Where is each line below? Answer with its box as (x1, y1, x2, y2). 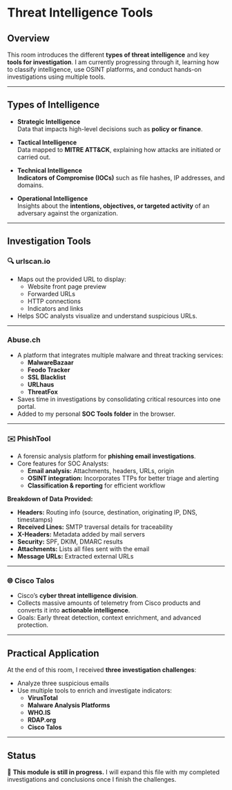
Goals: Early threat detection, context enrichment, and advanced (17, 613, 202, 622)
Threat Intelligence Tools (7, 5, 153, 21)
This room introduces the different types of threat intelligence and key (7, 50, 209, 59)
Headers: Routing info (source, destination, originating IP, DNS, (17, 508, 198, 517)
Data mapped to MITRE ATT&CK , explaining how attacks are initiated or (17, 145, 222, 153)
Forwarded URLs (27, 289, 76, 298)
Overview (7, 32, 50, 44)
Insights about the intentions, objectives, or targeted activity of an (17, 202, 210, 210)
